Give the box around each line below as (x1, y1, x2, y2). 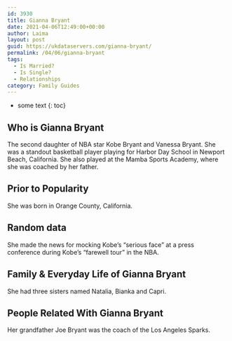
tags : (7, 56, 23, 63)
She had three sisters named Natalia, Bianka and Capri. (7, 287, 167, 295)
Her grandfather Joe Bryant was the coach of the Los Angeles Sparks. (7, 326, 210, 334)
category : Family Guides (7, 82, 80, 89)
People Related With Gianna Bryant (7, 307, 163, 319)
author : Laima (7, 29, 49, 37)
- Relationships (13, 75, 61, 83)
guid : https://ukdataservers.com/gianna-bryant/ (7, 43, 152, 50)
